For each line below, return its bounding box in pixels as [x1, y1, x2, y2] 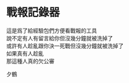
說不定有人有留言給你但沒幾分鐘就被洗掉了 [6, 34, 113, 41]
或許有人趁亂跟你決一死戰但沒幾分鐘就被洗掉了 [6, 42, 124, 49]
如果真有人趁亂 [6, 49, 44, 57]
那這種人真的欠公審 [6, 57, 55, 65]
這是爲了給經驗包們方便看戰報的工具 [6, 27, 97, 34]
